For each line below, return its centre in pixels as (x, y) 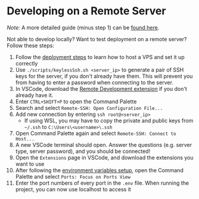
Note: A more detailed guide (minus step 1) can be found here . (83, 27)
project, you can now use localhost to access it (73, 189)
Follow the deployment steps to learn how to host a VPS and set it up (100, 57)
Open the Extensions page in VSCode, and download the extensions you (104, 157)
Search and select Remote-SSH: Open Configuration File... (89, 108)
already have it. (34, 95)
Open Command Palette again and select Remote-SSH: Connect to (96, 133)
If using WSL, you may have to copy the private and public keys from (109, 120)
